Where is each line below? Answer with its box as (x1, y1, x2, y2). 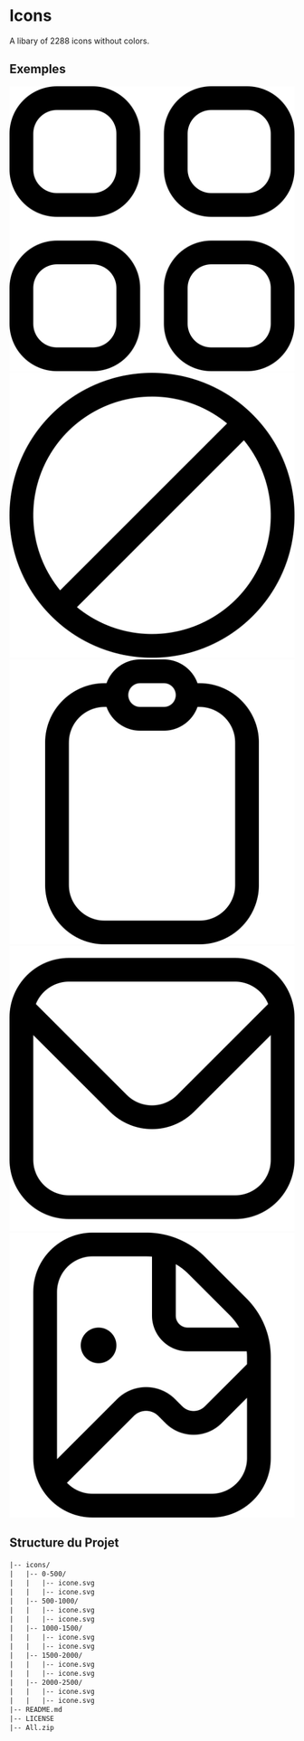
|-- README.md (9, 1705, 63, 1714)
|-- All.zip (9, 1723, 54, 1732)
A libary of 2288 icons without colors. (9, 35, 150, 46)
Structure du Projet (9, 1535, 119, 1551)
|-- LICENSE (9, 1714, 54, 1723)
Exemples (9, 62, 66, 77)
